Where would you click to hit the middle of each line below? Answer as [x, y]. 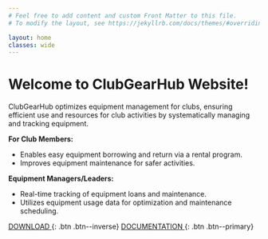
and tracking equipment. [49, 124]
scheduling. [39, 211]
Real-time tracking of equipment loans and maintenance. [113, 194]
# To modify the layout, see [57, 23]
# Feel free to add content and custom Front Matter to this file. [123, 16]
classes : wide [32, 45]
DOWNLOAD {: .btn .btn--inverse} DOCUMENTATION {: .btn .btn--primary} [131, 227]
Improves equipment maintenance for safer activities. [107, 163]
